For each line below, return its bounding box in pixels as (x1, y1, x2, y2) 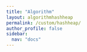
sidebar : (6, 31, 28, 37)
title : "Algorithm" (6, 8, 55, 15)
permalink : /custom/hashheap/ (6, 20, 82, 26)
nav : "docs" (11, 36, 42, 42)
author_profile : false (6, 25, 63, 32)
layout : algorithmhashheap (6, 14, 73, 20)
